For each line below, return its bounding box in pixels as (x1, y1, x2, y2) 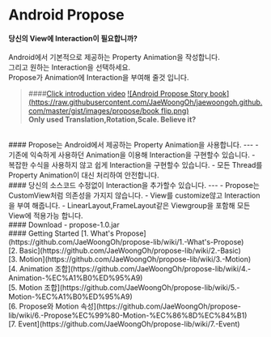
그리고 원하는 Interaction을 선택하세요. (8, 62, 131, 72)
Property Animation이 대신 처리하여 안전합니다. (8, 170, 159, 180)
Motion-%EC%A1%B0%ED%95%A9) (8, 292, 133, 301)
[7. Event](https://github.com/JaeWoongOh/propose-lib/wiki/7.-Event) (8, 318, 240, 329)
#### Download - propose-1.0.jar (8, 220, 120, 229)
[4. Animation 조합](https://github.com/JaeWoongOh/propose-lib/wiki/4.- (8, 263, 252, 273)
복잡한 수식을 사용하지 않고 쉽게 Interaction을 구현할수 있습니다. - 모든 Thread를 (8, 160, 263, 169)
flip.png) (160, 105, 189, 115)
